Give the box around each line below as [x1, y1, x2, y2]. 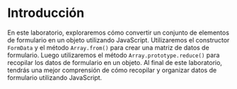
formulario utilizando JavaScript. [7, 73, 103, 82]
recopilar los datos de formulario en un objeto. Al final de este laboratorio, [7, 58, 223, 66]
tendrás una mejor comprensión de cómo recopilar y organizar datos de [7, 66, 217, 74]
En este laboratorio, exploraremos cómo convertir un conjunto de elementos [7, 28, 230, 37]
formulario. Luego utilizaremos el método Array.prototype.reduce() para [7, 51, 220, 59]
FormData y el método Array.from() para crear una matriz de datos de [7, 43, 210, 52]
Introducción [7, 5, 85, 21]
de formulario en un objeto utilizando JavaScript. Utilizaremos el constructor [7, 35, 230, 44]
